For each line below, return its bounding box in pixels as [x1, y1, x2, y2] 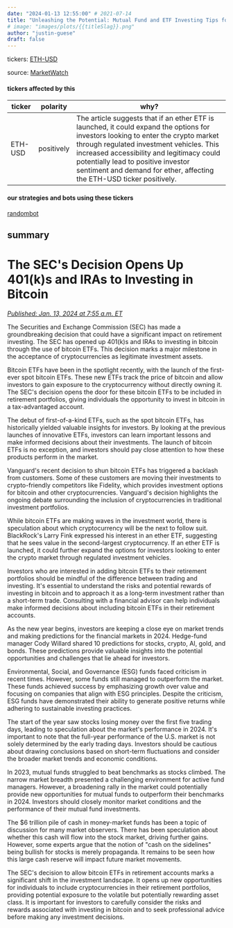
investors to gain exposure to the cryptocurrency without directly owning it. [7, 380, 223, 388]
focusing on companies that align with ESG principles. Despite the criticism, [7, 689, 223, 698]
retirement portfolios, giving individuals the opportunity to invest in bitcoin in [7, 395, 225, 403]
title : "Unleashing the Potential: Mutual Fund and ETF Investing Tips [7, 17, 218, 24]
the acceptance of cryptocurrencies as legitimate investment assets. [7, 352, 203, 361]
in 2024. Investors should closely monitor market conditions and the [7, 797, 202, 805]
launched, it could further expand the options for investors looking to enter [7, 546, 221, 554]
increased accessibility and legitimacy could [76, 148, 221, 158]
